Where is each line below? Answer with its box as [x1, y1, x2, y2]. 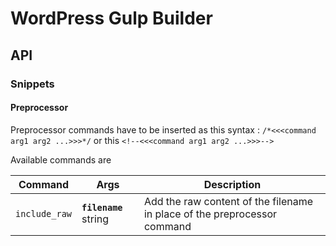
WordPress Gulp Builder [10, 7, 213, 30]
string [81, 212, 110, 226]
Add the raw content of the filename [143, 194, 314, 208]
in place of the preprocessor [143, 207, 278, 221]
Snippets [10, 77, 55, 91]
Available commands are [10, 153, 112, 166]
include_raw [15, 208, 73, 219]
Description [203, 177, 262, 191]
